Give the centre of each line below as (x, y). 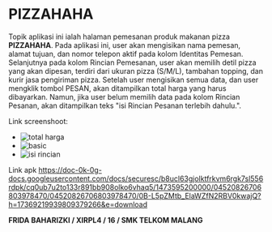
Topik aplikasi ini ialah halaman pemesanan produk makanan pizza (119, 37)
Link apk (23, 170)
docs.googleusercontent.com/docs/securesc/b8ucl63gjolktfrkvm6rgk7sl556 (136, 178)
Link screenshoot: (38, 121)
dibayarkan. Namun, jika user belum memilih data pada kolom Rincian (124, 97)
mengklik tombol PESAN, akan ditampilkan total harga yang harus (117, 88)
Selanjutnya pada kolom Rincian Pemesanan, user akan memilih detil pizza (132, 62)
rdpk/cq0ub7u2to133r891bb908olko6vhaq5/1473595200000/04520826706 (135, 187)
